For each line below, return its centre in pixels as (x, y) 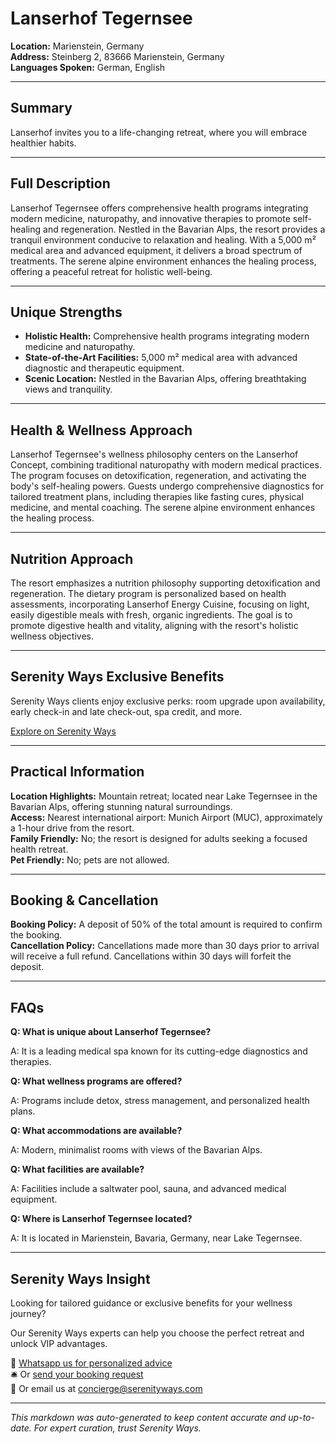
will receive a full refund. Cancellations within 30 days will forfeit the (151, 956)
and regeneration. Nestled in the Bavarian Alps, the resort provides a (184, 229)
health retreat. (39, 849)
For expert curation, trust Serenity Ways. (117, 1428)
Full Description (60, 183)
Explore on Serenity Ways (63, 731)
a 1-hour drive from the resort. (72, 828)
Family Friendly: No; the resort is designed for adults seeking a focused (159, 838)
